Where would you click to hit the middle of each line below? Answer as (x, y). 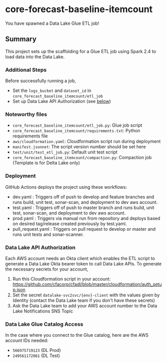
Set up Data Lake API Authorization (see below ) (62, 101)
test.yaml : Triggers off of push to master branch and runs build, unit (83, 208)
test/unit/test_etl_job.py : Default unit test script (65, 152)
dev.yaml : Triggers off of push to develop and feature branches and (83, 197)
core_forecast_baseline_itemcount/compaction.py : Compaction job (82, 158)
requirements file (30, 136)
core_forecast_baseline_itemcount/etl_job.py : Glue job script (77, 125)
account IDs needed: (27, 341)
